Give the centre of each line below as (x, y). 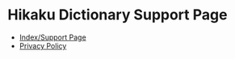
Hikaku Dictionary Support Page (117, 15)
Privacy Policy (43, 45)
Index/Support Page (52, 37)
